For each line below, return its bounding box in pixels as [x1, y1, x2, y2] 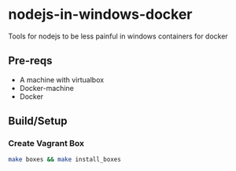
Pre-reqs [8, 54, 53, 67]
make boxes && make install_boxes [8, 155, 122, 164]
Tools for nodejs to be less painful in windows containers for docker [8, 31, 228, 41]
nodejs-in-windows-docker [8, 5, 193, 24]
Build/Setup [8, 115, 68, 128]
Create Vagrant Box [8, 138, 85, 149]
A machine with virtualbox [19, 75, 105, 84]
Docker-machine [19, 83, 75, 93]
